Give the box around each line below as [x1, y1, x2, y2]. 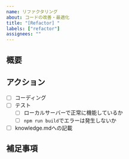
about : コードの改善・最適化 [6, 14, 70, 20]
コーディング [14, 94, 47, 101]
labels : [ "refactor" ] [6, 25, 60, 32]
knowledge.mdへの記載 [14, 124, 73, 131]
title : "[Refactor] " [6, 20, 60, 26]
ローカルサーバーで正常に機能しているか [23, 109, 124, 116]
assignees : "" [6, 31, 42, 37]
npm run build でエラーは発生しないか [23, 116, 116, 124]
